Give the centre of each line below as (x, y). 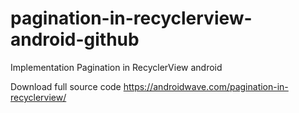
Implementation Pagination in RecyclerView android (116, 67)
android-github (75, 39)
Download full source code (66, 86)
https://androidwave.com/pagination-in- (206, 86)
